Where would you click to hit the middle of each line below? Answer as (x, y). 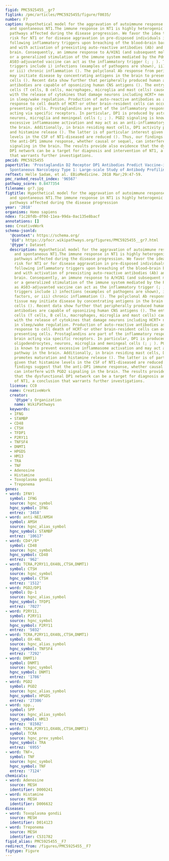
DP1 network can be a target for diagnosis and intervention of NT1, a (87, 151)
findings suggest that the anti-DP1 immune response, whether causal (89, 367)
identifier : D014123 (31, 823)
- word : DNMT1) (21, 658)
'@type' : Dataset (28, 245)
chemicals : (17, 776)
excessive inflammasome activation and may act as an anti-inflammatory (88, 123)
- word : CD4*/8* (22, 541)
